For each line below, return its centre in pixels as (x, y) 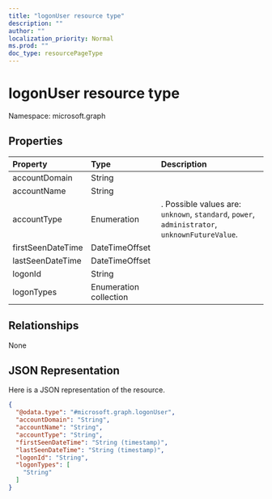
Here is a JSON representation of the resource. (87, 390)
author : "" (27, 31)
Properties (36, 141)
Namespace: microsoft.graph (57, 116)
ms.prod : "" (28, 46)
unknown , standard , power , (208, 214)
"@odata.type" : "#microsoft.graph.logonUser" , (96, 412)
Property (30, 164)
